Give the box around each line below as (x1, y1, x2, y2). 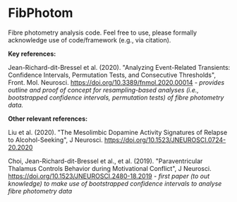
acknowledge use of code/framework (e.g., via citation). (8, 35, 171, 44)
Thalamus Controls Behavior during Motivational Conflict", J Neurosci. (8, 164, 212, 172)
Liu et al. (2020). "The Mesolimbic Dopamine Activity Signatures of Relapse (8, 128, 228, 136)
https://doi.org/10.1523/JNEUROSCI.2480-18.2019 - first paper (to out (8, 172, 210, 180)
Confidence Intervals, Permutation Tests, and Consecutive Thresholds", (8, 71, 216, 79)
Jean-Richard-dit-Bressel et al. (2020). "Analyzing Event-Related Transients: (8, 63, 231, 71)
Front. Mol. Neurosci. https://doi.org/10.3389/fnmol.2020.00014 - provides (8, 78, 225, 86)
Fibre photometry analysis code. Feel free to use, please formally (8, 28, 197, 37)
